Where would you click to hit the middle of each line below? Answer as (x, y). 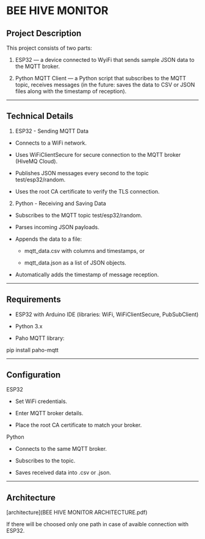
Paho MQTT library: (40, 338)
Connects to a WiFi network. (51, 143)
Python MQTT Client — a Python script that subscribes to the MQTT (101, 78)
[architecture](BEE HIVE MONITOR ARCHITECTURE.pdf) (77, 513)
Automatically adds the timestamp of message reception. (87, 274)
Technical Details (40, 116)
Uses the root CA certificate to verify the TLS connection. (87, 191)
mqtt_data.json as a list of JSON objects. (75, 262)
